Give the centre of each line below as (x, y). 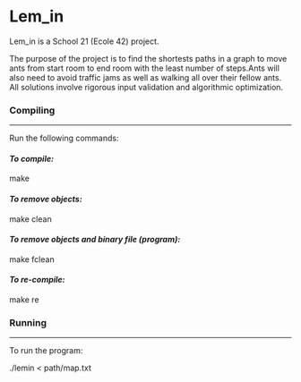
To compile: (32, 158)
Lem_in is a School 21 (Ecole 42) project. (84, 41)
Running (28, 322)
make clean (30, 219)
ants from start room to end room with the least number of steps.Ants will (145, 68)
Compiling (32, 110)
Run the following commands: (64, 138)
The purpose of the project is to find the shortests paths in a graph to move (148, 58)
